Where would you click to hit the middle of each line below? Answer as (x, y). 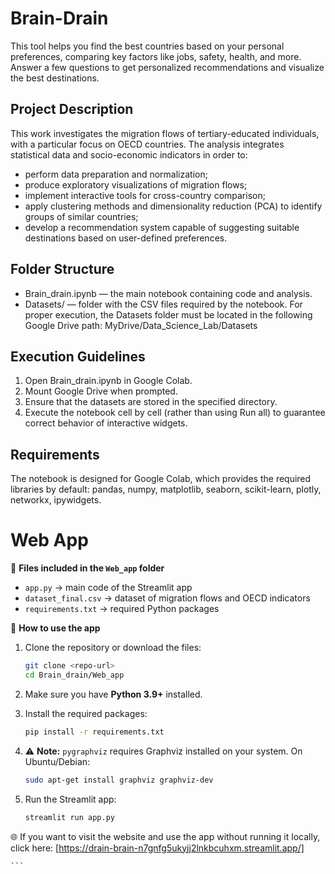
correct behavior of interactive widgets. (106, 423)
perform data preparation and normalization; (116, 174)
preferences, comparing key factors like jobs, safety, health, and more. (156, 56)
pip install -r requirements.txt (94, 732)
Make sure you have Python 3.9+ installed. (113, 694)
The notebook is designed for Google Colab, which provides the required (161, 479)
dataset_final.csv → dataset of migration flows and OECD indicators (167, 598)
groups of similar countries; (81, 216)
